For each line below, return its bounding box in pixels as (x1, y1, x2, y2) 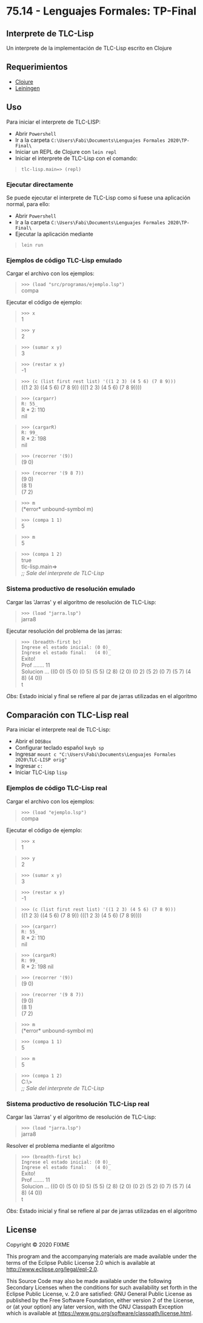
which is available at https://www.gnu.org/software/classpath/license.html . (6, 1309, 193, 1316)
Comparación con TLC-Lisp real (6, 710, 129, 720)
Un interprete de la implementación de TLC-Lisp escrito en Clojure (6, 44, 173, 52)
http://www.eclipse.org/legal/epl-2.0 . (6, 1265, 99, 1273)
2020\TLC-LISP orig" (15, 757, 67, 763)
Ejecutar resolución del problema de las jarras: (6, 627, 122, 635)
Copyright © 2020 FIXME (6, 1241, 70, 1248)
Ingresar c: (15, 762, 44, 770)
